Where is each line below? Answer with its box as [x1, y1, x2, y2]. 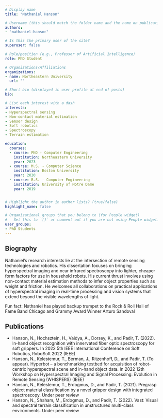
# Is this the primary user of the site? [5, 38, 90, 43]
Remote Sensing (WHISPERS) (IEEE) [12, 377, 84, 382]
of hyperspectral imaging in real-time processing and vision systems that [5, 288, 151, 294]
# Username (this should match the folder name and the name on [5, 20, 138, 25]
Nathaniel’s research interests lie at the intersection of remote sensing [5, 257, 145, 263]
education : [5, 141, 27, 146]
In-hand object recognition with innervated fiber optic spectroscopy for [12, 341, 155, 346]
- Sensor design [5, 119, 38, 124]
